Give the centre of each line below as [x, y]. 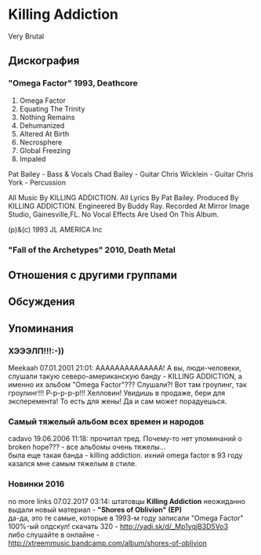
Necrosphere [41, 142]
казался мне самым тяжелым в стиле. [72, 464]
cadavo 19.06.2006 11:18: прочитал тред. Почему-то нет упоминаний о [125, 439]
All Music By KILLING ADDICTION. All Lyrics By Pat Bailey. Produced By [123, 197]
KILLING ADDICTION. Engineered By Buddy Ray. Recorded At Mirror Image [129, 206]
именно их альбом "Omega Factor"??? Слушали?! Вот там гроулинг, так [127, 385]
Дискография [44, 61]
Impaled [33, 159]
